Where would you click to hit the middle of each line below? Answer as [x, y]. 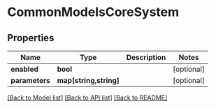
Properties [31, 38]
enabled [24, 69]
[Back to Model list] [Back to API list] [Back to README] [87, 98]
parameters [30, 80]
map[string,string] [88, 80]
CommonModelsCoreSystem [93, 12]
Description [146, 57]
